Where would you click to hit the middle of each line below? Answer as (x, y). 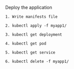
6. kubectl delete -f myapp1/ (37, 61)
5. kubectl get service (30, 53)
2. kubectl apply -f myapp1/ (36, 26)
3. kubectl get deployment (34, 35)
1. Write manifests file (31, 17)
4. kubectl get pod (26, 43)
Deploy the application (29, 7)
